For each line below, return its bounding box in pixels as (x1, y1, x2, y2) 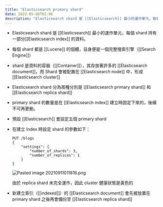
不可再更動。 (12, 106, 38, 111)
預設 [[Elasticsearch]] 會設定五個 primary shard (12, 116, 107, 122)
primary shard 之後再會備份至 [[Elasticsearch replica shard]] (12, 196, 132, 202)
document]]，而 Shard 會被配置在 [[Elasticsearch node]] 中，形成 (12, 69, 143, 75)
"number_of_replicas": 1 (30, 153, 80, 158)
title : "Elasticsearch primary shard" (5, 7, 83, 12)
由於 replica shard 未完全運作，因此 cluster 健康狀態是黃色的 (12, 180, 133, 186)
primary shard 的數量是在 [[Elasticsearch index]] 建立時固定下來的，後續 (12, 100, 157, 106)
